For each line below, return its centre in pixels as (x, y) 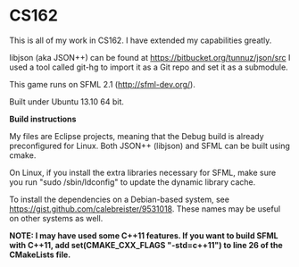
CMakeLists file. (40, 254)
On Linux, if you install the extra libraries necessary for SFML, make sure (143, 172)
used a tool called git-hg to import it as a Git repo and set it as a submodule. (149, 67)
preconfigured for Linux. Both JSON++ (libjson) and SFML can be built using (149, 146)
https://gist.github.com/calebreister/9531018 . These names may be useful (145, 209)
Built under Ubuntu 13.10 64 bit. (67, 101)
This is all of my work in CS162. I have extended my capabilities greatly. (141, 40)
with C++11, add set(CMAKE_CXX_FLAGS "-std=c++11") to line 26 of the (146, 245)
